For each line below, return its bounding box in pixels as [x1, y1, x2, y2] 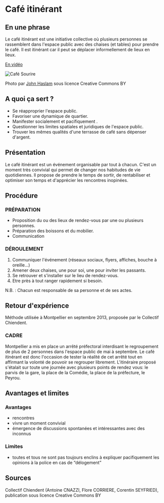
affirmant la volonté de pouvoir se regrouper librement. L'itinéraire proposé [5, 359, 156, 365]
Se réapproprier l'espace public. [12, 108, 78, 114]
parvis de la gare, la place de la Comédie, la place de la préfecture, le [5, 369, 145, 375]
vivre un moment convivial [12, 420, 66, 426]
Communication [12, 233, 45, 239]
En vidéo [5, 62, 23, 67]
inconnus [12, 431, 31, 437]
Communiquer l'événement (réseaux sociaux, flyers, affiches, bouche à [12, 256, 157, 262]
